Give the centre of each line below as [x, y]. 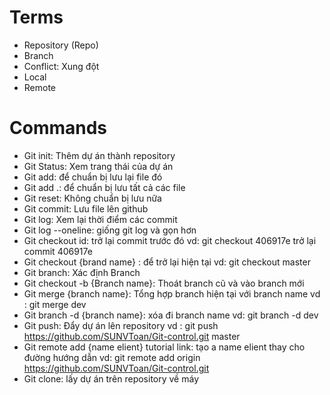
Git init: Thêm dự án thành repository [99, 155]
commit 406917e [58, 251]
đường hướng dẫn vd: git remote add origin [112, 357]
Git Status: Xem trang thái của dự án [98, 166]
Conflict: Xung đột [61, 66]
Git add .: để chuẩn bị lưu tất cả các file [104, 187]
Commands [58, 128]
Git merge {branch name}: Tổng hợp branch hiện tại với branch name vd [172, 293]
